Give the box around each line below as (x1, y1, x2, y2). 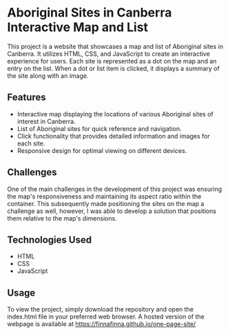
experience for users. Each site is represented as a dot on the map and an (7, 57, 217, 65)
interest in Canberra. (17, 117, 76, 125)
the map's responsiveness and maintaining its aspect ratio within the (7, 192, 202, 201)
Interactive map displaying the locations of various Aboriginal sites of (17, 110, 213, 118)
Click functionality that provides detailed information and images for (17, 132, 210, 140)
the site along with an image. (7, 71, 89, 80)
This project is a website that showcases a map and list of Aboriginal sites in (7, 42, 224, 50)
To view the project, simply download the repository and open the (7, 305, 194, 314)
